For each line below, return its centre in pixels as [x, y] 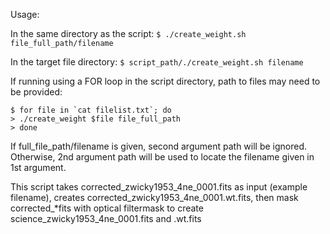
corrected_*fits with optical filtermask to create [107, 208]
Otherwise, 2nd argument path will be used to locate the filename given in [162, 157]
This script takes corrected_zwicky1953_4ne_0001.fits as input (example [159, 187]
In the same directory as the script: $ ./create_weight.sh [128, 33]
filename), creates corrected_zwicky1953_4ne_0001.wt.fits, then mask [154, 197]
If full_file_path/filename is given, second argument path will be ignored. [159, 146]
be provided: [36, 92]
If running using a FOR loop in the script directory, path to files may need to [165, 81]
